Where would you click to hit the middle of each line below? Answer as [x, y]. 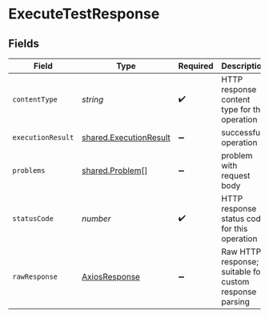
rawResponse [35, 277]
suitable [236, 272]
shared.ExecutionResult [126, 137]
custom [235, 282]
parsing [236, 302]
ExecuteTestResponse [84, 14]
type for [236, 109]
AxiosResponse [110, 277]
